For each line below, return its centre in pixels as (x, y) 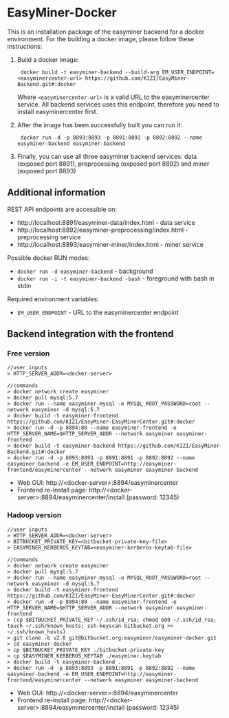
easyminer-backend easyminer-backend (71, 143)
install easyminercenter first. (57, 111)
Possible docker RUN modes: (48, 258)
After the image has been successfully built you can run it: (99, 124)
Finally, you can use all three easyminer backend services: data (107, 156)
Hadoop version (34, 515)
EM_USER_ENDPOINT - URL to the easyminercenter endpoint (98, 312)
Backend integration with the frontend (90, 334)
